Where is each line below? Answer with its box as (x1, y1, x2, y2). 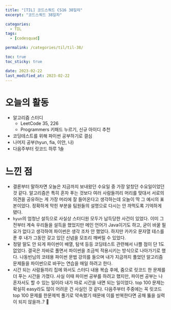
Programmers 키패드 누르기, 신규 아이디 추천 (20, 127, 111, 133)
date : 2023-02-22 (5, 68, 42, 73)
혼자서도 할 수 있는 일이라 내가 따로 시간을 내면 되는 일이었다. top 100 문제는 (12, 280, 165, 286)
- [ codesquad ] (10, 36, 40, 41)
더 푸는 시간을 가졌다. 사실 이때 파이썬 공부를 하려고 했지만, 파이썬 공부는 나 (12, 273, 163, 279)
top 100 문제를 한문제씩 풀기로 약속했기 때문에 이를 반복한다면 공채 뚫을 (12, 293, 156, 299)
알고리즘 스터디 (12, 115, 44, 121)
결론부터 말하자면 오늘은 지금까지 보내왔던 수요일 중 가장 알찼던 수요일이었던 (12, 183, 165, 190)
